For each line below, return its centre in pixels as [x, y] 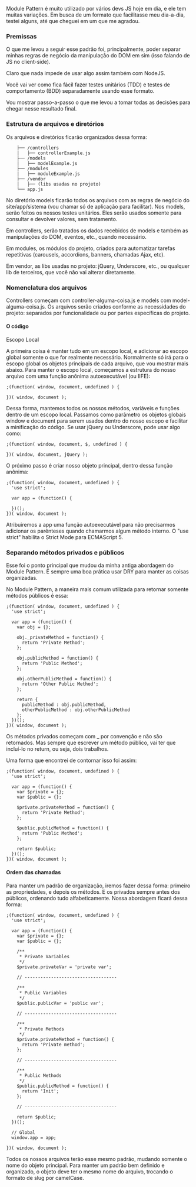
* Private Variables [44, 956]
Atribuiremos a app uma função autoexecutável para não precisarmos [91, 525]
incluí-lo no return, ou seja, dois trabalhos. [57, 749]
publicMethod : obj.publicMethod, [64, 705]
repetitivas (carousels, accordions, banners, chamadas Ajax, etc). [86, 254]
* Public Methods [40, 1075]
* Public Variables [43, 993]
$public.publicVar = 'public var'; [60, 1003]
